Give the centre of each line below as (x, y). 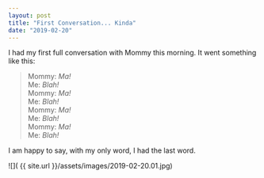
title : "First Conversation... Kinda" (72, 23)
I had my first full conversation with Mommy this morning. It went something (132, 53)
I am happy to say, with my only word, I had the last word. (102, 150)
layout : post (30, 15)
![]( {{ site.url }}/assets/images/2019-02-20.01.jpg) (90, 166)
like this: (22, 61)
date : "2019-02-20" (40, 30)
